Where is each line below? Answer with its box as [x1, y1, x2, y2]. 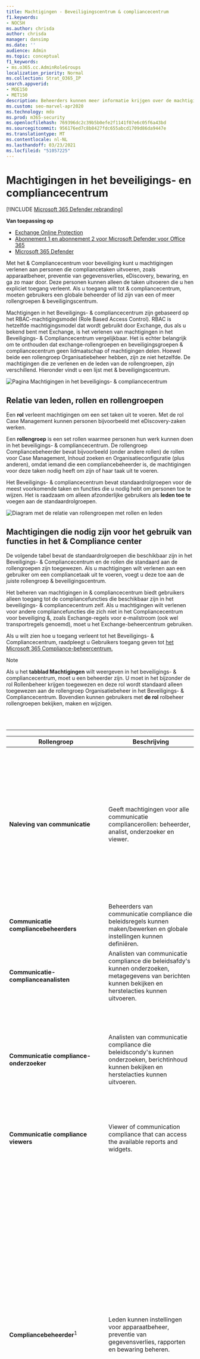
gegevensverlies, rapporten [108, 1338, 186, 1346]
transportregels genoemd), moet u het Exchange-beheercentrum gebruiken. [6, 621, 193, 628]
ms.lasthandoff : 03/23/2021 [6, 142, 76, 148]
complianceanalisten [9, 975, 70, 984]
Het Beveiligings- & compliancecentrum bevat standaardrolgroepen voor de [6, 479, 192, 486]
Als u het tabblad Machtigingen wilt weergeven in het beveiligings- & [6, 668, 177, 675]
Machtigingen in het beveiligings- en [6, 173, 192, 187]
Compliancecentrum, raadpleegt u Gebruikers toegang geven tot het [6, 639, 174, 646]
